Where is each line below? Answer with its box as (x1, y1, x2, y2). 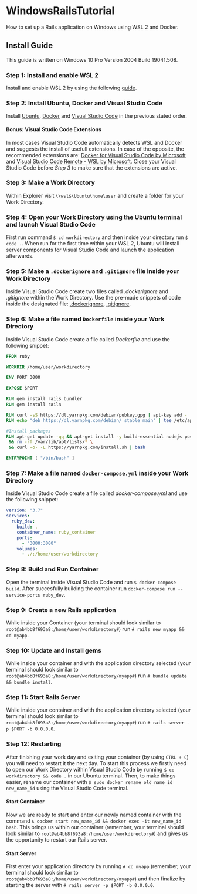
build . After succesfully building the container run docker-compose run (6, 584, 176, 592)
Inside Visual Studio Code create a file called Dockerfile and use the (6, 335, 170, 343)
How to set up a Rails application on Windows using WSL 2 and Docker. (6, 24, 179, 31)
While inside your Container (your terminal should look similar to (6, 619, 161, 626)
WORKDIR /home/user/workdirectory (6, 364, 91, 370)
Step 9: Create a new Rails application (6, 606, 116, 614)
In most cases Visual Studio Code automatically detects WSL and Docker (6, 139, 183, 146)
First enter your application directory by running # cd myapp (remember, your (6, 863, 191, 870)
